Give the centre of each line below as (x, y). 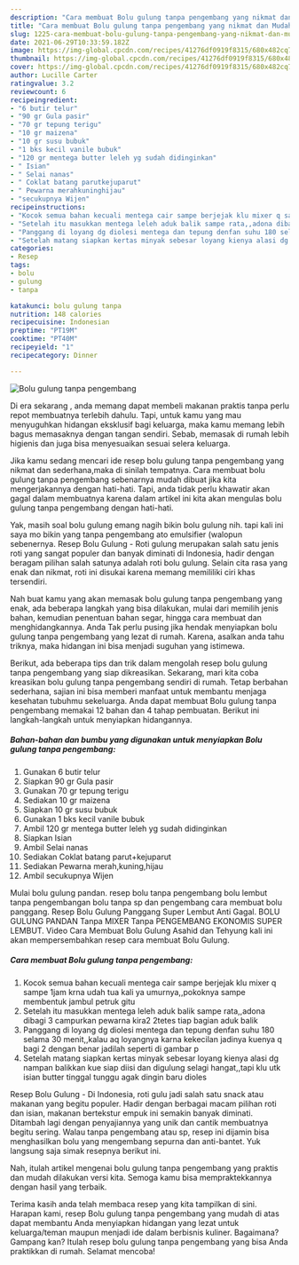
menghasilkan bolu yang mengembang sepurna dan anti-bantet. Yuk (135, 1141)
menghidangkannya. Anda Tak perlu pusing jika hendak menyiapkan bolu (144, 627)
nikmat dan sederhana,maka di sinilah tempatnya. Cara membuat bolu (138, 470)
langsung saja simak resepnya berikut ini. (86, 1150)
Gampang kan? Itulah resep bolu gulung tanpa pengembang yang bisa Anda (149, 1241)
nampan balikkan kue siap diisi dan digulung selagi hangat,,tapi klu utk (152, 1067)
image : (22, 51)
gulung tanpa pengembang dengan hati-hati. (92, 508)
